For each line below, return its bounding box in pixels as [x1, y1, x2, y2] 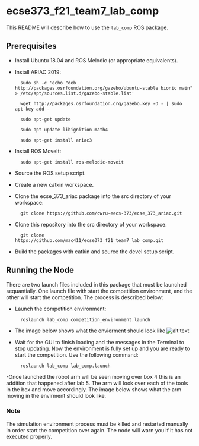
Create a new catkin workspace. [14, 181, 94, 188]
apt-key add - [14, 106, 50, 112]
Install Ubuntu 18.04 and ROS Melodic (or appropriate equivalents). [14, 56, 178, 64]
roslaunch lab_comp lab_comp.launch [20, 363, 111, 369]
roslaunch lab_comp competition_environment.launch [20, 316, 150, 322]
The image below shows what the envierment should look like [14, 327, 166, 334]
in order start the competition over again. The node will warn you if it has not [6, 426, 193, 434]
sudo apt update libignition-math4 [20, 127, 108, 133]
